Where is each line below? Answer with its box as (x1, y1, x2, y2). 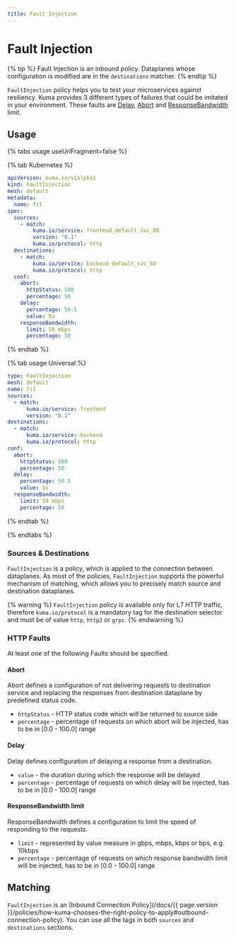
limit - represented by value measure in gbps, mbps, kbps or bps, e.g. (17, 839, 225, 847)
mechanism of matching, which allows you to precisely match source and (7, 579, 221, 588)
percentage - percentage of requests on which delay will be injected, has (17, 778, 230, 786)
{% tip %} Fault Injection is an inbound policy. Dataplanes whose (7, 64, 196, 73)
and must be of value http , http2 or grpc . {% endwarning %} (7, 615, 184, 624)
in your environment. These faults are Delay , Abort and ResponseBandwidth (7, 100, 228, 109)
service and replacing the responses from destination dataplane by (7, 689, 203, 697)
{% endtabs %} (7, 530, 52, 539)
